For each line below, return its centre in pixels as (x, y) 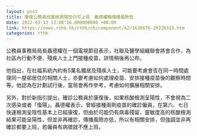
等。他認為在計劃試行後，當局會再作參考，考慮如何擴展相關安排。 (86, 85)
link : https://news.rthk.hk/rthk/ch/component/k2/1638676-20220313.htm (95, 28)
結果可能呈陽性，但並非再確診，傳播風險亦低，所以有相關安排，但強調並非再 (98, 120)
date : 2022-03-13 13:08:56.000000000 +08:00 (61, 22)
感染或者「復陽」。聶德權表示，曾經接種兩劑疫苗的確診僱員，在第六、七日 (100, 105)
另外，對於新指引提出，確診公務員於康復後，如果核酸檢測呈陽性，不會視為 (96, 98)
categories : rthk (27, 33)
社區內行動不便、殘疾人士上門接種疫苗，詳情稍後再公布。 (75, 58)
